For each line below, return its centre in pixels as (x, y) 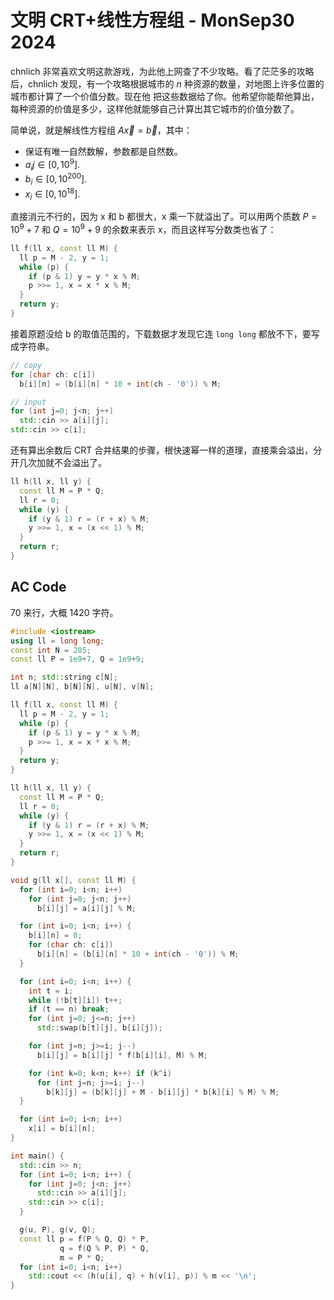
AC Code (38, 587)
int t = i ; (51, 991)
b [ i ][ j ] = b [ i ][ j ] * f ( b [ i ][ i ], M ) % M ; (122, 1055)
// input (28, 402)
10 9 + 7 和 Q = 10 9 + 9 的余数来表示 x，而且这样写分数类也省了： (143, 228)
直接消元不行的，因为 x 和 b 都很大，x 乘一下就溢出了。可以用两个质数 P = (164, 217)
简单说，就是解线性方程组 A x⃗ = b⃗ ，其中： (101, 130)
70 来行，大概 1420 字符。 (64, 612)
